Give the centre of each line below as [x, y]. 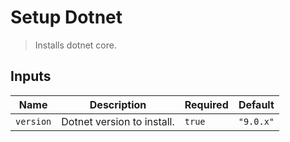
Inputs [31, 76]
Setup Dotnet [66, 17]
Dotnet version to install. [118, 121]
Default [256, 104]
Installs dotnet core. [75, 45]
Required [206, 104]
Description [118, 104]
